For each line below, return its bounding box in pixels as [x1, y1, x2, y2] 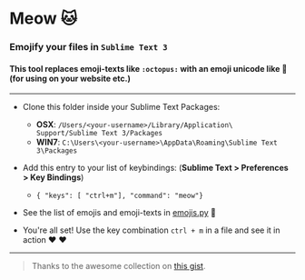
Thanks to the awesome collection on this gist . [31, 261, 206, 272]
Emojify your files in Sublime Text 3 [9, 41, 168, 54]
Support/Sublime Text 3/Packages [35, 129, 163, 138]
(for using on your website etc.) [9, 73, 132, 84]
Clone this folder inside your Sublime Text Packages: [22, 102, 221, 113]
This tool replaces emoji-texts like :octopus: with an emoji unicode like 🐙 [9, 63, 288, 74]
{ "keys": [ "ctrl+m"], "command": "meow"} [35, 191, 204, 201]
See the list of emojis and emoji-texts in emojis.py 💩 [22, 207, 216, 218]
